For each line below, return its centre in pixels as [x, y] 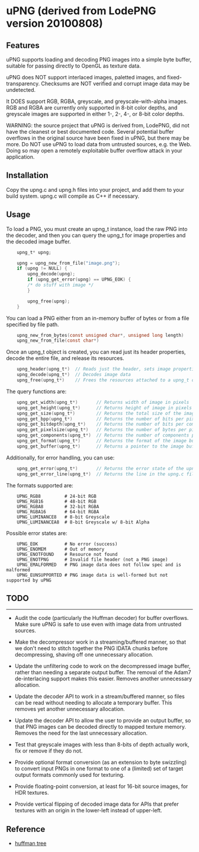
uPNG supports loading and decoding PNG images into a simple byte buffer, [99, 60]
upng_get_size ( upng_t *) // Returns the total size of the [99, 413]
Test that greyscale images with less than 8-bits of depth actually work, [102, 745]
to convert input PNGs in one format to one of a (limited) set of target [99, 769]
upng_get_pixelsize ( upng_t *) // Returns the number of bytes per [102, 430]
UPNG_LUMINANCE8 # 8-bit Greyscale [63, 517]
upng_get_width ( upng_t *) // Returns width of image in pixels [103, 402]
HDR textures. [32, 793]
